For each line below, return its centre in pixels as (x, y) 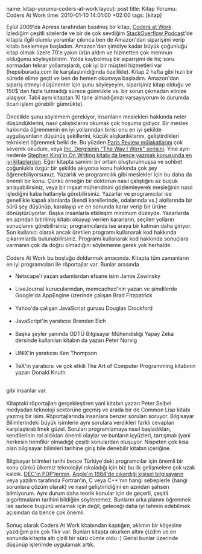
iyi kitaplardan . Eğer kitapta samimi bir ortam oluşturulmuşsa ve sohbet (94, 162)
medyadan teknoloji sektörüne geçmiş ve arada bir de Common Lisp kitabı (98, 410)
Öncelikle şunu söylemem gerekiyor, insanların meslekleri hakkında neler (96, 117)
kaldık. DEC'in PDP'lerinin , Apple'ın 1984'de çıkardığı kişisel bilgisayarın (95, 474)
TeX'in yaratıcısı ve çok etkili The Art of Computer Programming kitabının (105, 366)
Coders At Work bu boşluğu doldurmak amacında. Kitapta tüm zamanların (98, 258)
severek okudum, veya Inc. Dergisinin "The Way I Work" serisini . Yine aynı (98, 149)
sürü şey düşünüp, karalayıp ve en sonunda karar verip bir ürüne (87, 207)
